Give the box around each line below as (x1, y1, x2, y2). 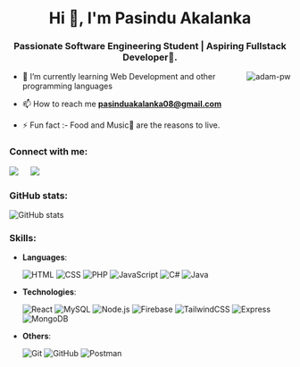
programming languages (21, 80, 113, 92)
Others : (21, 330, 52, 342)
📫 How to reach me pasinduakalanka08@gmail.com (21, 98, 221, 110)
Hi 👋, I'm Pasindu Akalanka (48, 8, 252, 29)
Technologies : (21, 287, 77, 297)
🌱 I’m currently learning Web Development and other (21, 71, 216, 82)
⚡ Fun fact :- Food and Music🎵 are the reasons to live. (21, 120, 221, 130)
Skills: (9, 232, 37, 244)
